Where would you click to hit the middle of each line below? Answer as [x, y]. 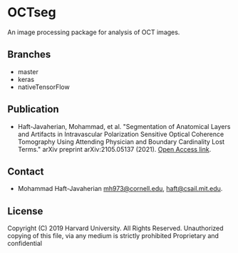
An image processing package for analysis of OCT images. [94, 32]
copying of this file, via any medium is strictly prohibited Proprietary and [113, 236]
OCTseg [32, 12]
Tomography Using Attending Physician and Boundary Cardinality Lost [121, 141]
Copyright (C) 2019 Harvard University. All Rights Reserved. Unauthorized [115, 228]
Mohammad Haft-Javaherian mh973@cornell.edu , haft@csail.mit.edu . [120, 189]
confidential [25, 244]
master [28, 71]
